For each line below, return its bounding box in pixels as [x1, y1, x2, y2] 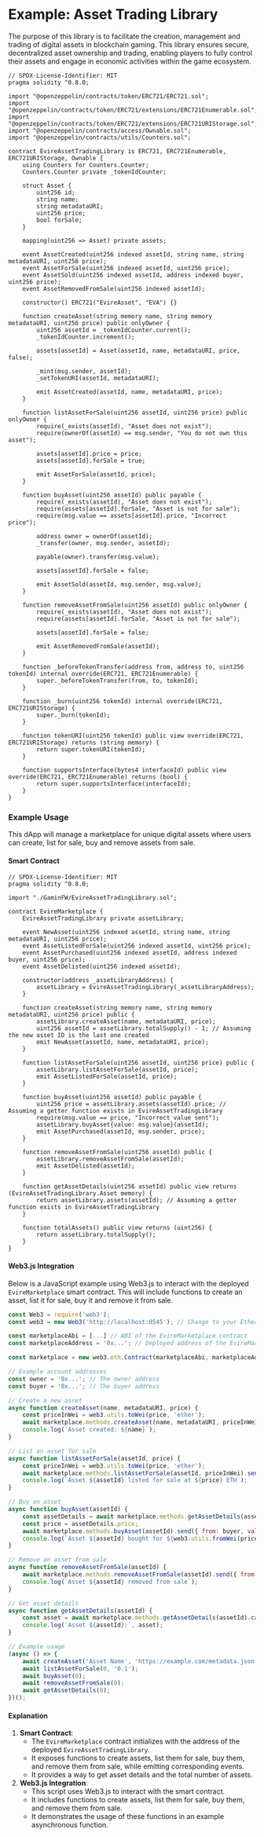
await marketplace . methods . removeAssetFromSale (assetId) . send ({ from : [22, 1571, 258, 1578]
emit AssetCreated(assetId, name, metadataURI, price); [36, 387, 223, 396]
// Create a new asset [8, 1396, 82, 1404]
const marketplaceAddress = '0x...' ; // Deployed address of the [8, 1340, 226, 1347]
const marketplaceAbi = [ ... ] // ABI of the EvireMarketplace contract [8, 1332, 247, 1340]
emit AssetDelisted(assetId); [36, 1162, 135, 1170]
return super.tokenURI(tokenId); [36, 745, 146, 753]
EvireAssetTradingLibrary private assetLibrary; [22, 915, 185, 922]
